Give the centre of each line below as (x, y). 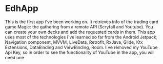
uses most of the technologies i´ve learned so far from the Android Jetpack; (81, 37)
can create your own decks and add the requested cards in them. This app (80, 32)
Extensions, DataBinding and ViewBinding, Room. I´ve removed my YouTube (81, 47)
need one (15, 57)
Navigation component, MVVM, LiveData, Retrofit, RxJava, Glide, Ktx (74, 42)
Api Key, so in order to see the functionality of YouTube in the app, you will (80, 52)
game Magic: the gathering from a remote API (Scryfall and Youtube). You (79, 26)
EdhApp (22, 8)
